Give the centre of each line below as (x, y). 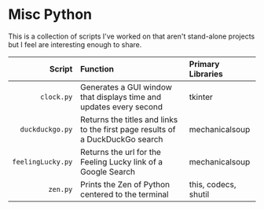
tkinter (201, 97)
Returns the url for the (120, 152)
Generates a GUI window (126, 87)
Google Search (108, 171)
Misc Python (50, 15)
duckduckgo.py (46, 129)
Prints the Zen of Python (125, 184)
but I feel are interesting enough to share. (75, 44)
